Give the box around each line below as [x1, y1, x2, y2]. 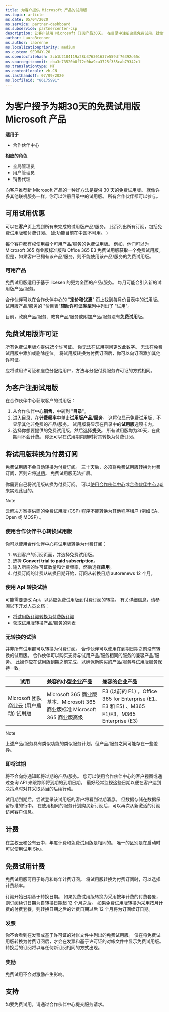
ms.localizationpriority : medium [5, 45, 75, 50]
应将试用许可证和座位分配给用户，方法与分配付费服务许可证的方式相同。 [5, 367, 155, 373]
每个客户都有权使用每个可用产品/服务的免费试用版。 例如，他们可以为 [5, 241, 149, 247]
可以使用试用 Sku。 [5, 846, 45, 852]
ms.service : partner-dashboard [5, 21, 71, 27]
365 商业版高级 [47, 714, 83, 721]
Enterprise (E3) [102, 717, 138, 724]
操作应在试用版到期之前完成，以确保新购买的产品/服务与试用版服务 [19, 659, 158, 665]
